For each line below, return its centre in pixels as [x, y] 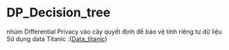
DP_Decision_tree [59, 13]
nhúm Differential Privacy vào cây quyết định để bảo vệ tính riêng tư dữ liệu [114, 32]
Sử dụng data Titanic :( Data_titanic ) [57, 38]
